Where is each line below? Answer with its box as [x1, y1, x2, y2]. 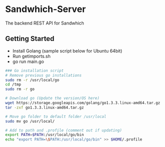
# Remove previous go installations [5, 72, 82, 78]
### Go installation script [5, 68, 64, 73]
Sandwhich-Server [5, 3, 86, 15]
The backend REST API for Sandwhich [5, 20, 84, 26]
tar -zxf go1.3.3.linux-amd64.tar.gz [5, 105, 84, 110]
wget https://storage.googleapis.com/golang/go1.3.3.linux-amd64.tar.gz [5, 100, 160, 105]
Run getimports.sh [12, 53, 51, 59]
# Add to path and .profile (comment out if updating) [5, 127, 122, 133]
